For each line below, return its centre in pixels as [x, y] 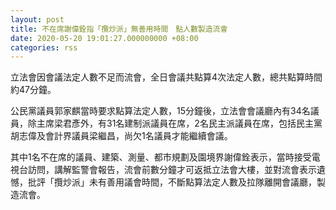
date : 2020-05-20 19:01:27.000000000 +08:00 [104, 38]
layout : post [37, 19]
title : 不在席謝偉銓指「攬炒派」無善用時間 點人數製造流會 [119, 29]
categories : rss [44, 47]
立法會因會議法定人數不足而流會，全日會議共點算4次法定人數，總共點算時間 [166, 77]
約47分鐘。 [33, 90]
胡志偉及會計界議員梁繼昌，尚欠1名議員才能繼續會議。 [121, 136]
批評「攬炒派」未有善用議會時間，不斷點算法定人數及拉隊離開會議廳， [172, 182]
